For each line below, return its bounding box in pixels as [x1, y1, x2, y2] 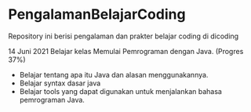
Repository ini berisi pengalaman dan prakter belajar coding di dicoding [8, 31, 239, 41]
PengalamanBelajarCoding [8, 5, 186, 23]
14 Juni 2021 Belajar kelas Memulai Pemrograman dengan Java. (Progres [8, 46, 244, 56]
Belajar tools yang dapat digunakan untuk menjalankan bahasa [19, 86, 222, 96]
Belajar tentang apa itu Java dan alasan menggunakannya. [19, 70, 209, 79]
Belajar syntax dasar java [19, 78, 101, 88]
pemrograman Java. [19, 95, 85, 104]
